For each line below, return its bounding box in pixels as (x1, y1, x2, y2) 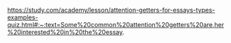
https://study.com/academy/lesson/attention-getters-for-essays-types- (7, 6, 216, 14)
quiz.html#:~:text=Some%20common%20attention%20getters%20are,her (7, 21, 224, 28)
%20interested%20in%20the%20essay (7, 28, 123, 36)
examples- (7, 13, 39, 21)
